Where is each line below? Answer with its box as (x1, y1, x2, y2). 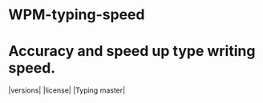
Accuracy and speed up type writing (8, 42, 256, 61)
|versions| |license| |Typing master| (8, 85, 126, 95)
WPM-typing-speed (8, 6, 145, 24)
